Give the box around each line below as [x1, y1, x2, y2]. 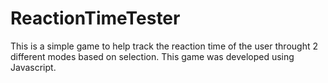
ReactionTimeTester [10, 7, 181, 30]
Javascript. [10, 61, 57, 73]
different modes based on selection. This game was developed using [10, 50, 295, 62]
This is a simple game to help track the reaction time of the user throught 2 [10, 40, 318, 52]
